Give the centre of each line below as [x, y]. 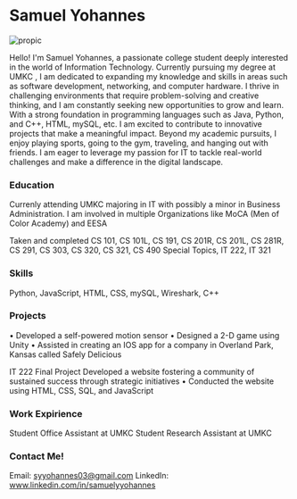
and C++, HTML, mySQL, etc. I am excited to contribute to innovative [136, 124]
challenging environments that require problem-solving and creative [134, 96]
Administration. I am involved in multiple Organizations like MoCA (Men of [144, 214]
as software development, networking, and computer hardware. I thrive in [144, 86]
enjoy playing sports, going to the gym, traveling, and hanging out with [139, 143]
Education [32, 185]
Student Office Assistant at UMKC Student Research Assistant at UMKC [140, 433]
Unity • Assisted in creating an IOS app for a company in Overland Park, [141, 345]
